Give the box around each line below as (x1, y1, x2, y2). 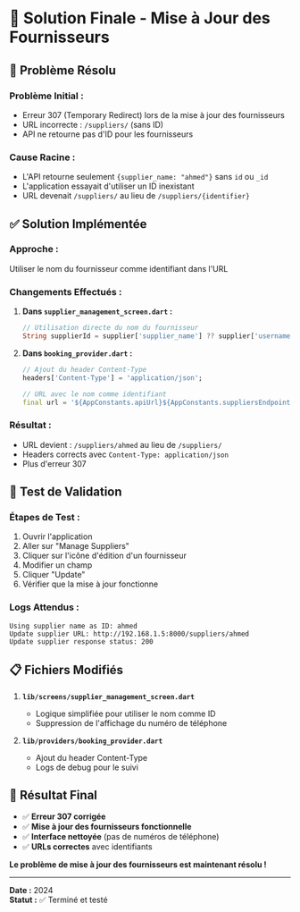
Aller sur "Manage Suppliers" (21, 541, 129, 552)
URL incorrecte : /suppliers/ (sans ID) (21, 119, 163, 130)
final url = (21, 398, 67, 407)
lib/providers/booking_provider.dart (21, 737, 163, 746)
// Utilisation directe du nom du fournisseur (21, 324, 199, 333)
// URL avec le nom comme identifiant (21, 389, 167, 399)
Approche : (9, 243, 60, 256)
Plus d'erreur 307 (21, 458, 87, 469)
